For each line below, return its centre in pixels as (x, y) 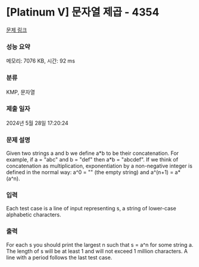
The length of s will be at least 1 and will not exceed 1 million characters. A (97, 251)
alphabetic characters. (34, 215)
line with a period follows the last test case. (59, 257)
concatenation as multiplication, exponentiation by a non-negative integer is (99, 166)
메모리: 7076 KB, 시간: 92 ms (41, 61)
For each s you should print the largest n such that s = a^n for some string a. (100, 244)
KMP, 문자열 (21, 92)
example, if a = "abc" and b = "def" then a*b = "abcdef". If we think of (92, 160)
